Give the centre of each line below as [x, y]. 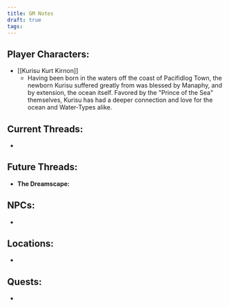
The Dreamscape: [43, 184]
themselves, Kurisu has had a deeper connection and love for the [120, 100]
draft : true [24, 20]
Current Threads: [45, 129]
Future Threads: [42, 167]
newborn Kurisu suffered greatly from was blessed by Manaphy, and [125, 85]
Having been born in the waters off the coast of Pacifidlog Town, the [125, 78]
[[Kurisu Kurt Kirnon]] [48, 71]
